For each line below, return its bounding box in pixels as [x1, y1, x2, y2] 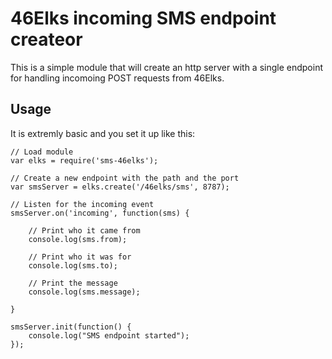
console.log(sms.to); [28, 260, 118, 271]
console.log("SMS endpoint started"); [28, 330, 190, 341]
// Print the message [28, 278, 118, 288]
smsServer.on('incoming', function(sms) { [10, 208, 190, 218]
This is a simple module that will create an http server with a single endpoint [10, 61, 324, 73]
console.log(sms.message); [28, 287, 141, 297]
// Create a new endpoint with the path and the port [10, 173, 240, 183]
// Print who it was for [28, 252, 132, 262]
